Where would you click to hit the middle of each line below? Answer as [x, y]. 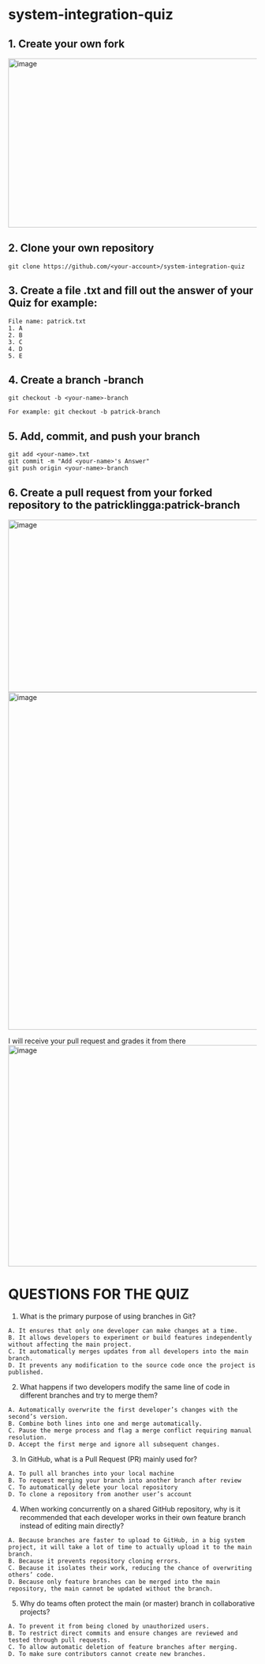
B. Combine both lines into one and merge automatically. [105, 1424]
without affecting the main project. [70, 1344]
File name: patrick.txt [47, 321]
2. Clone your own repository [81, 248]
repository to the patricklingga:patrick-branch [124, 505]
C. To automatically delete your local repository [93, 1488]
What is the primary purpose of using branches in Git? [107, 1316]
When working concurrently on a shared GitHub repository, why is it [130, 1509]
